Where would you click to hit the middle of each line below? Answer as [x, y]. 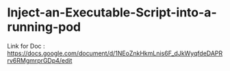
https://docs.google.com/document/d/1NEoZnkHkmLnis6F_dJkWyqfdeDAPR [115, 53]
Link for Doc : [26, 46]
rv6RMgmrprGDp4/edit [40, 60]
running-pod [44, 27]
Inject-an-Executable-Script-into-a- [112, 13]
